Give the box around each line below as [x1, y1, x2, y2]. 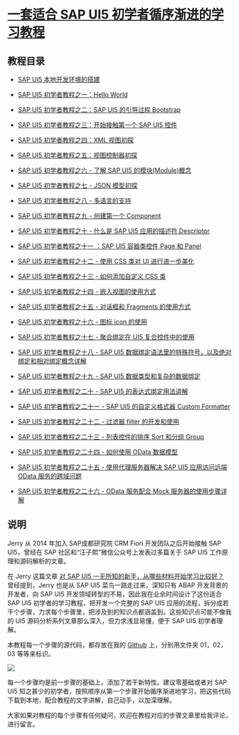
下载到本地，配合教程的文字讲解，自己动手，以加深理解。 [7, 696, 176, 704]
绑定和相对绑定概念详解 [17, 357, 87, 365]
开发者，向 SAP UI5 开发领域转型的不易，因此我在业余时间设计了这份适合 [7, 590, 222, 598]
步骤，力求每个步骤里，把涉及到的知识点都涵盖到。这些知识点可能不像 [19, 607, 225, 616]
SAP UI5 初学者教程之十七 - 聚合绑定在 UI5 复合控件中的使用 [17, 333, 195, 341]
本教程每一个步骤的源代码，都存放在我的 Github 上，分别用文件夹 [7, 640, 199, 649]
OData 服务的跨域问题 [17, 472, 82, 480]
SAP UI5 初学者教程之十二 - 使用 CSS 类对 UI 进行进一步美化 [17, 257, 195, 265]
